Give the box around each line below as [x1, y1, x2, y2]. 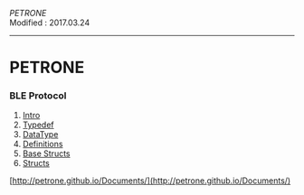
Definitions [22, 139, 63, 150]
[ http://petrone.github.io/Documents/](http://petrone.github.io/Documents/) [9, 175, 291, 186]
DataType [22, 129, 59, 140]
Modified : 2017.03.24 [9, 17, 90, 28]
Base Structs [22, 148, 71, 159]
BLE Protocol [9, 89, 67, 102]
